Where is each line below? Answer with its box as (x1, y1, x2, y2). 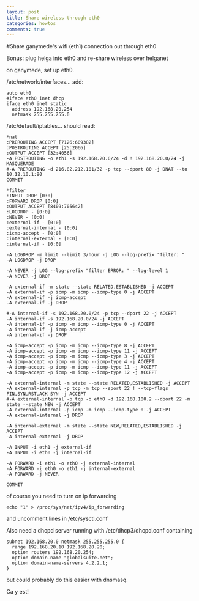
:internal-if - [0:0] (6, 241, 62, 248)
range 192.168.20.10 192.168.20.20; (12, 544, 105, 550)
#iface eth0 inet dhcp (6, 95, 64, 101)
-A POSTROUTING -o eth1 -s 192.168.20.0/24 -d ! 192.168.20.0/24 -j (6, 155, 185, 162)
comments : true (6, 26, 45, 32)
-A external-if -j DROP (6, 300, 67, 306)
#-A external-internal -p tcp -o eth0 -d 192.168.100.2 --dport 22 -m (6, 396, 190, 402)
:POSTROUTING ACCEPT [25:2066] (6, 145, 86, 151)
